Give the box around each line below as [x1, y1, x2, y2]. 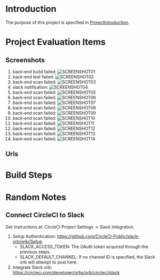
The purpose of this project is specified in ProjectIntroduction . [5, 19, 130, 25]
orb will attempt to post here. [19, 259, 78, 265]
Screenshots [5, 56, 45, 64]
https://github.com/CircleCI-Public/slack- [57, 233, 140, 239]
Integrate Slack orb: [12, 264, 52, 270]
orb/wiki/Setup [12, 238, 43, 244]
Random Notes [5, 192, 66, 203]
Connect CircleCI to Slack [5, 211, 84, 219]
